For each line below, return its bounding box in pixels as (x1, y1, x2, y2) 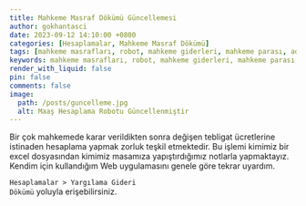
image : (9, 89, 35, 98)
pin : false (9, 73, 51, 82)
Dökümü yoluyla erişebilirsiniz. (9, 186, 117, 197)
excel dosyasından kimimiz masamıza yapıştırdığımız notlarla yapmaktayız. (9, 151, 290, 162)
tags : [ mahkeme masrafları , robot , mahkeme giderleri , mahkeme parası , (9, 47, 287, 57)
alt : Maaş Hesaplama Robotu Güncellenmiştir (17, 107, 189, 116)
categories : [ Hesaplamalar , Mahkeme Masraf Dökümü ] (9, 38, 209, 48)
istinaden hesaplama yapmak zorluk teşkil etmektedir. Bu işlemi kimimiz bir (9, 141, 290, 152)
